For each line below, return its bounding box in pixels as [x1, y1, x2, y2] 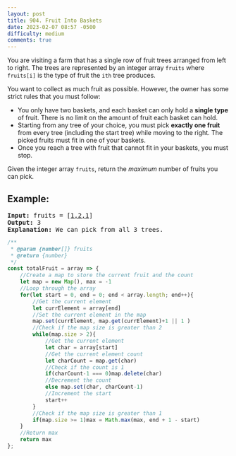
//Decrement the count [44, 377, 112, 384]
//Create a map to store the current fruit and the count [20, 271, 194, 279]
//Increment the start [44, 390, 112, 397]
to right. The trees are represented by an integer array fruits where [7, 64, 205, 72]
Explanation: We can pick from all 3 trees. [7, 226, 164, 233]
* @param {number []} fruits [10, 245, 93, 252]
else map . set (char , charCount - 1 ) [44, 383, 143, 391]
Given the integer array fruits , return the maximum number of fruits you [7, 165, 218, 173]
